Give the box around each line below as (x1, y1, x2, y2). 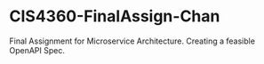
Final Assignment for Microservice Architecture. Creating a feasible (9, 36, 256, 46)
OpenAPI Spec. (9, 44, 65, 55)
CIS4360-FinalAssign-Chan (9, 6, 220, 27)
